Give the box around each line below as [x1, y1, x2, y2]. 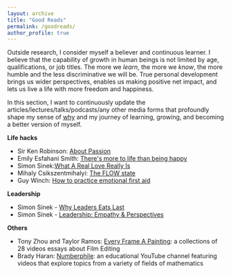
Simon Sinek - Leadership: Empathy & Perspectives [17, 211, 164, 219]
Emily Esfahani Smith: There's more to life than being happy [17, 155, 187, 163]
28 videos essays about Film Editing [17, 244, 120, 253]
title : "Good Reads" [7, 17, 67, 23]
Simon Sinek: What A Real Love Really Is [17, 162, 131, 170]
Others [7, 224, 28, 232]
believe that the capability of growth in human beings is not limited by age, [7, 56, 219, 64]
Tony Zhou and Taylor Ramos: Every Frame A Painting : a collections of [17, 237, 218, 246]
